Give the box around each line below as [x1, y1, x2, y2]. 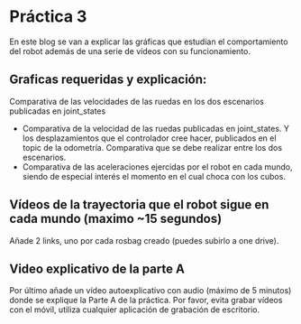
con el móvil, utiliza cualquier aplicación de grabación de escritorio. [9, 304, 260, 315]
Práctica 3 [9, 6, 87, 27]
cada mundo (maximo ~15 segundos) [9, 211, 223, 227]
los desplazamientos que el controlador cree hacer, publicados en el [22, 133, 277, 143]
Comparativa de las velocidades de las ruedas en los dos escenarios [9, 96, 264, 106]
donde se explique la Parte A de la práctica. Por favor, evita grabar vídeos [9, 295, 283, 306]
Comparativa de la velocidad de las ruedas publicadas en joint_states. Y [22, 123, 290, 134]
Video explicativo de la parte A [9, 261, 185, 276]
